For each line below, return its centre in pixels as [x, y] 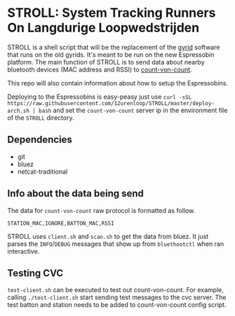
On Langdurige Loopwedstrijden [103, 28]
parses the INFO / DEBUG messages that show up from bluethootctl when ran [116, 244]
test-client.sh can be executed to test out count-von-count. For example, [116, 290]
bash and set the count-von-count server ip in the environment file [133, 110]
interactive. [23, 251]
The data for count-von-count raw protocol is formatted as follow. [101, 210]
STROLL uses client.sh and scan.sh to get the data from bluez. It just [108, 236]
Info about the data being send [75, 194]
